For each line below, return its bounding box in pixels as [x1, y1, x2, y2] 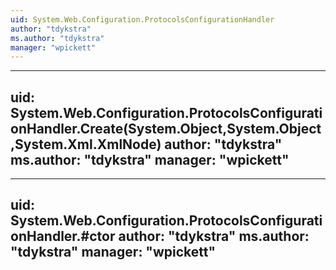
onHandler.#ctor [10, 228, 116, 245]
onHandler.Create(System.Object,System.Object [10, 120, 322, 137]
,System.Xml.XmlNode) [10, 136, 162, 153]
